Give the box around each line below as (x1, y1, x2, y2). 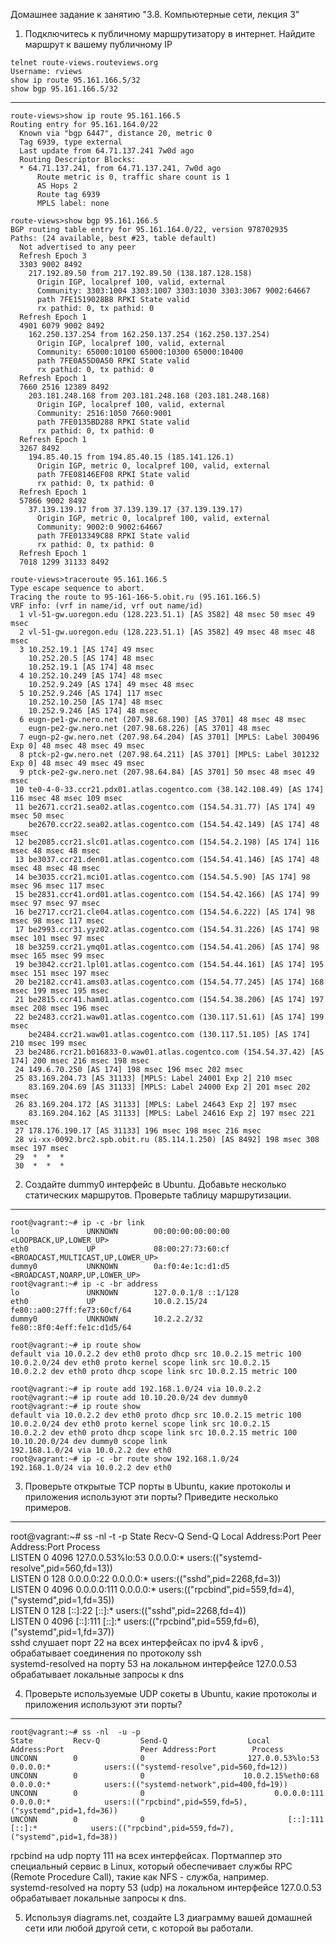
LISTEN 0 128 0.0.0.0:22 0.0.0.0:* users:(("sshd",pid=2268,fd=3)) (10, 1573, 282, 1584)
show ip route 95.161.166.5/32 (10, 75, 141, 85)
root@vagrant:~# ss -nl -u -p (10, 1727, 141, 1737)
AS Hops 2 (36, 181, 78, 191)
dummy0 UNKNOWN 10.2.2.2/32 (10, 1314, 203, 1324)
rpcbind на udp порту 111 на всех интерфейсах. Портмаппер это (10, 1850, 283, 1861)
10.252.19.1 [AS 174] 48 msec (28, 662, 155, 672)
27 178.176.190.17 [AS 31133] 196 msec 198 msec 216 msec (14, 1126, 262, 1136)
